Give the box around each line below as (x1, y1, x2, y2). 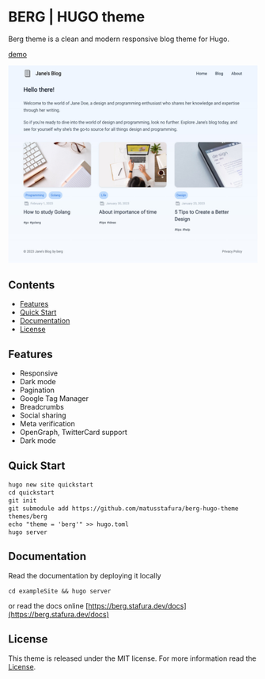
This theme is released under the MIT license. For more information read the (8, 654, 257, 663)
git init (8, 497, 37, 505)
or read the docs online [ (8, 601, 89, 610)
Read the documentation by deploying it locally (8, 570, 161, 580)
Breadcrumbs (19, 402, 65, 412)
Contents (8, 278, 55, 292)
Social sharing (19, 410, 66, 420)
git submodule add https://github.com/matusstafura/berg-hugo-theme (8, 505, 239, 513)
